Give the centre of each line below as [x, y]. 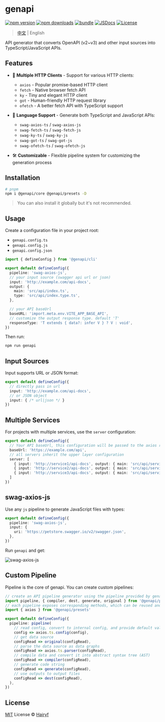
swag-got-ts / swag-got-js [46, 140]
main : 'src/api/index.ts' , [41, 291]
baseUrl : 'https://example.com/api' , [48, 450]
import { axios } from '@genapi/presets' [48, 610]
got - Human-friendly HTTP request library [63, 100]
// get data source [34, 637]
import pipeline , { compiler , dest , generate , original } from [71, 601]
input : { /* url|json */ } [37, 400]
